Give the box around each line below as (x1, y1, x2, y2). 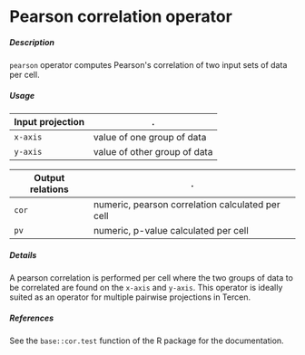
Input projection (14, 116, 84, 129)
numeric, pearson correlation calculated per (93, 198, 280, 211)
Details (9, 249, 37, 260)
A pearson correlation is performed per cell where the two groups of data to (9, 273, 293, 283)
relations (29, 183, 70, 196)
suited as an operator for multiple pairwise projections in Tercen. (9, 292, 251, 302)
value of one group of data (93, 131, 207, 144)
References (9, 312, 54, 323)
